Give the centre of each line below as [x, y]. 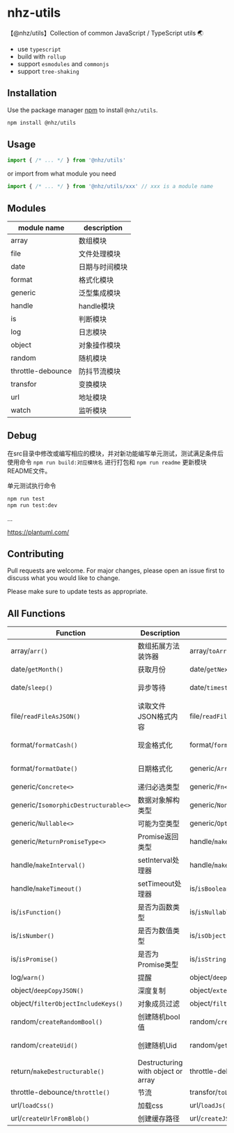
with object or [160, 1072]
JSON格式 [154, 717]
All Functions [37, 613]
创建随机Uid [157, 1046]
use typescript [39, 49]
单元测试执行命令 [32, 485]
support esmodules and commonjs [63, 63]
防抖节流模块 [100, 372]
